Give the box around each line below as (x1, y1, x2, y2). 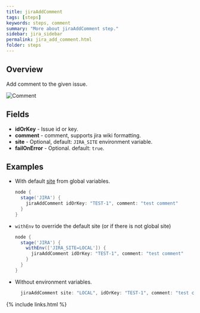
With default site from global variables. (14, 177, 110, 185)
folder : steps (6, 43, 42, 49)
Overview (6, 64, 44, 75)
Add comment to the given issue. (6, 80, 88, 88)
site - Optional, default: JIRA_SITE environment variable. (14, 138, 153, 145)
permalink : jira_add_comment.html (6, 37, 93, 43)
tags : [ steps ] (6, 14, 42, 20)
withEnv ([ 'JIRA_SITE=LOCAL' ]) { (26, 245, 106, 251)
